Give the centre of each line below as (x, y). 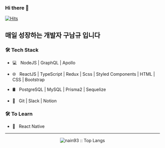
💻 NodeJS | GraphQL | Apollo (44, 62)
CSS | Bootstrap (28, 79)
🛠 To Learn (19, 114)
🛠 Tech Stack (22, 50)
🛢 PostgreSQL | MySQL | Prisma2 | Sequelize (59, 89)
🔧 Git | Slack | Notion (34, 101)
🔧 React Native (28, 126)
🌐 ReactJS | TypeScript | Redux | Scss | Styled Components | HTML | (83, 74)
